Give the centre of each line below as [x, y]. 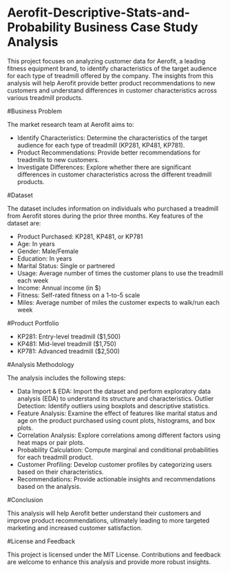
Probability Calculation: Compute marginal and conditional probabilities [118, 450]
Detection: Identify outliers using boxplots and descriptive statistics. [113, 405]
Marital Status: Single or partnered [66, 265]
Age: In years [36, 243]
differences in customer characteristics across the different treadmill [114, 174]
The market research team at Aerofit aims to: [71, 124]
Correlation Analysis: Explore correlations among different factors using [119, 435]
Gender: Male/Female [48, 251]
